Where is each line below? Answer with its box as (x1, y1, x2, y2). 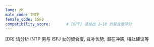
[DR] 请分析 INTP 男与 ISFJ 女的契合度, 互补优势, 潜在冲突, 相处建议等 (5, 36, 149, 42)
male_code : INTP (5, 12, 39, 17)
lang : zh (5, 7, 24, 13)
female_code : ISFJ (5, 17, 44, 22)
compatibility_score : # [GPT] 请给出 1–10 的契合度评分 (5, 21, 132, 27)
